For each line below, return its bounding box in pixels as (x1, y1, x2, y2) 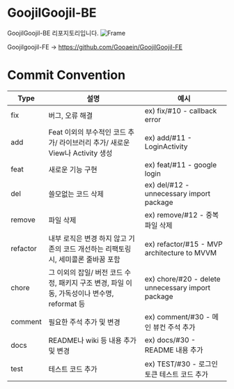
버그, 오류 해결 (48, 110, 93, 120)
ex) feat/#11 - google (144, 160, 217, 169)
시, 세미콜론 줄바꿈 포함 (48, 254, 120, 264)
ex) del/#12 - (144, 180, 190, 190)
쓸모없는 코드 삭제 (48, 189, 104, 199)
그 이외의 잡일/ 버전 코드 (48, 267, 123, 277)
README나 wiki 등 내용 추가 (48, 335, 137, 345)
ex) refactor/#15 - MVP (144, 239, 223, 249)
